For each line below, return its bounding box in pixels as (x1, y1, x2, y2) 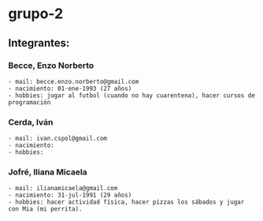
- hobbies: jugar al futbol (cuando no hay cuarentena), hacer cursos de (8, 92, 256, 99)
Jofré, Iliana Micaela (8, 167, 88, 178)
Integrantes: (8, 36, 70, 50)
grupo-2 (8, 5, 64, 23)
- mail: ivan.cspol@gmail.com (8, 135, 108, 143)
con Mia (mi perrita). (8, 205, 83, 213)
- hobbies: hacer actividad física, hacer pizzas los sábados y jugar (8, 198, 245, 206)
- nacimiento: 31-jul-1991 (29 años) (8, 191, 132, 200)
